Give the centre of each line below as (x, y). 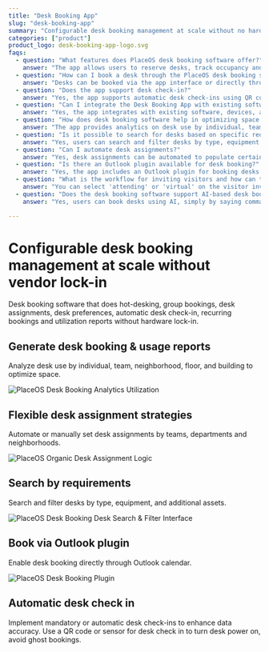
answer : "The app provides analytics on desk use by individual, (134, 127)
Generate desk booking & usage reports (109, 346)
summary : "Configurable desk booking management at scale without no (127, 30)
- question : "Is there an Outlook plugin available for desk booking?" (138, 165)
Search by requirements (70, 484)
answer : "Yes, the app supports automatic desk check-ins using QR (137, 98)
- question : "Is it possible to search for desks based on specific (132, 134)
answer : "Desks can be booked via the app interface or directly (134, 82)
